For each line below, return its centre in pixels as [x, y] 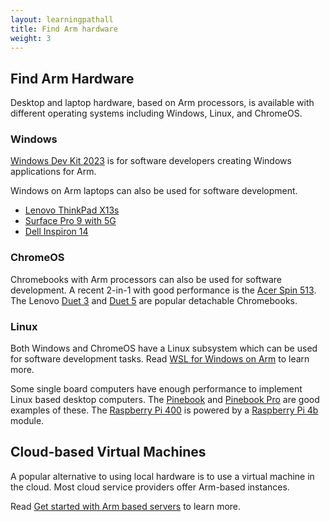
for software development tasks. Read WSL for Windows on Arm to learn [160, 359]
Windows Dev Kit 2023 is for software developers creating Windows [151, 161]
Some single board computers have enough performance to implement [156, 389]
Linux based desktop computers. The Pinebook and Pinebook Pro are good [165, 400]
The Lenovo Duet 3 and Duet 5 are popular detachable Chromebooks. [154, 300]
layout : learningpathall [62, 19]
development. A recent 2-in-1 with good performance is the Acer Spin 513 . [163, 290]
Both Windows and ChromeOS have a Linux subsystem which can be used [164, 348]
